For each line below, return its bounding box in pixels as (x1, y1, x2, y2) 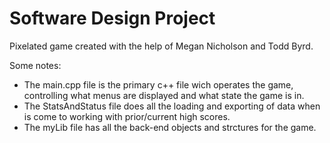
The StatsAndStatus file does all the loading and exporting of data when (23, 100, 321, 112)
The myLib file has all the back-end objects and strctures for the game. (23, 121, 317, 133)
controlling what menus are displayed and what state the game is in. (23, 89, 305, 101)
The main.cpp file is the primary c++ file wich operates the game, (23, 78, 294, 91)
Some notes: (9, 59, 62, 71)
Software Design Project (9, 7, 216, 30)
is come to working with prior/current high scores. (23, 110, 231, 122)
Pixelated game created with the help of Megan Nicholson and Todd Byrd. (9, 40, 314, 52)
